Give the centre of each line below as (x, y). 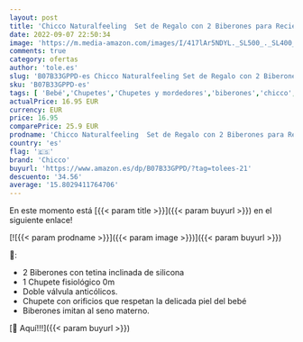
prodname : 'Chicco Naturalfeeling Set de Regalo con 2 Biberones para (147, 135)
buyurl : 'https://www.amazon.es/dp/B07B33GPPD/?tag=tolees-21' (131, 168)
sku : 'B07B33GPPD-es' (50, 85)
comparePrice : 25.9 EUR (54, 127)
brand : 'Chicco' (40, 160)
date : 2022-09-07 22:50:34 (60, 34)
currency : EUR (36, 110)
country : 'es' (36, 143)
